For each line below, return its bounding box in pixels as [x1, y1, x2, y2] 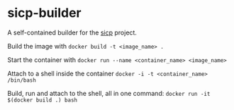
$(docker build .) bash [7, 97, 78, 104]
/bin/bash [7, 76, 37, 84]
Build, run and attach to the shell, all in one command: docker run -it [7, 89, 211, 97]
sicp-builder [7, 5, 82, 21]
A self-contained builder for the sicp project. [7, 28, 137, 37]
